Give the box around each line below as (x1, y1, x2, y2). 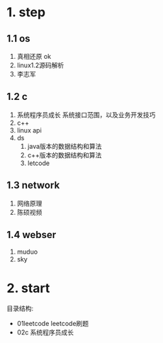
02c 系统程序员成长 (16, 328, 74, 337)
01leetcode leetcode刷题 (16, 320, 89, 328)
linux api (16, 125, 42, 135)
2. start (6, 280, 50, 296)
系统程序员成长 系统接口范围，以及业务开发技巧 (16, 111, 156, 119)
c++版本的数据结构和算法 (27, 150, 102, 159)
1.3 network (6, 179, 60, 191)
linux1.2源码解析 (16, 61, 64, 69)
